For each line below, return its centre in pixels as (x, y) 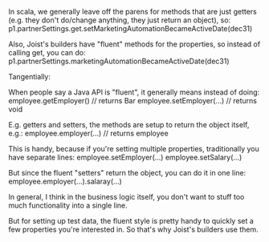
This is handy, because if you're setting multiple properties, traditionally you (134, 149)
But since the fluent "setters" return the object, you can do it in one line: (127, 173)
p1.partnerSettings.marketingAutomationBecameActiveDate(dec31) (119, 61)
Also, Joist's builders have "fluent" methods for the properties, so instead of (134, 44)
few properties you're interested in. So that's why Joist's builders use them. (133, 229)
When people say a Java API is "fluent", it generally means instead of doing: (134, 92)
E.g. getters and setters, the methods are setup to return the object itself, (129, 125)
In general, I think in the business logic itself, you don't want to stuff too (126, 197)
